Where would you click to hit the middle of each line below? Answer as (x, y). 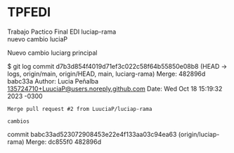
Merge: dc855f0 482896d (64, 142)
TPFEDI (29, 12)
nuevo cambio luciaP (38, 39)
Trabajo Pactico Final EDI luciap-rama (62, 32)
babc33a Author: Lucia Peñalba (53, 81)
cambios (19, 121)
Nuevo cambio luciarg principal (52, 53)
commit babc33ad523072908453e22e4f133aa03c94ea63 (92, 134)
